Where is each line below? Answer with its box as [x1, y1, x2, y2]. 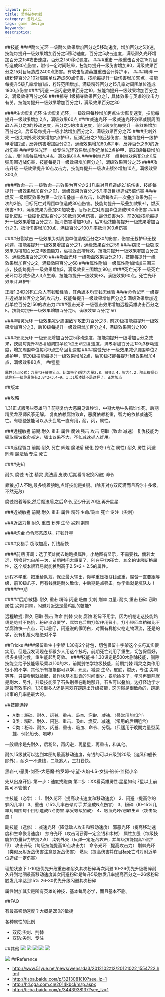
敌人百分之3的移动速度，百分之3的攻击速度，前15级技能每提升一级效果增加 [5, 123, 157, 128]
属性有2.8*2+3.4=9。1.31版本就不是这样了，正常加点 [27, 375, 122, 380]
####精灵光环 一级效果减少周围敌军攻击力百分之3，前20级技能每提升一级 [5, 318, 155, 324]
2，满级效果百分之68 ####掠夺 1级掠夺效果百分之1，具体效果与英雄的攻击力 [5, 93, 159, 99]
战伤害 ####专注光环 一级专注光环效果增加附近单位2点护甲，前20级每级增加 [5, 147, 160, 153]
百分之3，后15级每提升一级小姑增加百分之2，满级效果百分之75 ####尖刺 [5, 128, 152, 134]
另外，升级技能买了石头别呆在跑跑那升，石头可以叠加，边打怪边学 [22, 679, 156, 685]
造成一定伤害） [9, 855, 40, 861]
